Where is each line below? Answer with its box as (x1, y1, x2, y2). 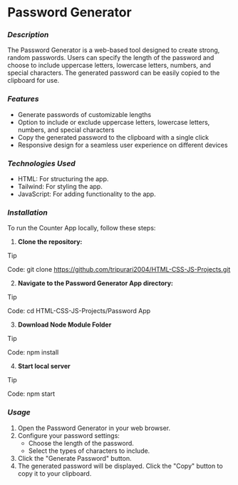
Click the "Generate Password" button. (17, 454, 132, 462)
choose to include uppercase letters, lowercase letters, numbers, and (7, 61, 212, 70)
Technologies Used (7, 158, 76, 168)
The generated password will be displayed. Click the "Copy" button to (17, 461, 223, 470)
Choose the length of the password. (28, 439, 134, 447)
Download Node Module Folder (17, 320, 112, 329)
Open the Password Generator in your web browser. (17, 424, 171, 432)
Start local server (17, 362, 71, 371)
